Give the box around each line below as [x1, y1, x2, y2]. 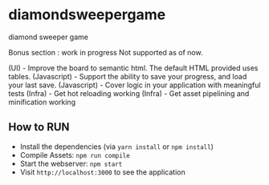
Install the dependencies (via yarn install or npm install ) [19, 142, 214, 151]
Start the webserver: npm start [19, 159, 123, 168]
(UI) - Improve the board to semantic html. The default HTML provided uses [8, 62, 259, 73]
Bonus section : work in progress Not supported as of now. [8, 47, 203, 57]
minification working [8, 97, 76, 107]
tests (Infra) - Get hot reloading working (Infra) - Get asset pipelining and [8, 88, 250, 98]
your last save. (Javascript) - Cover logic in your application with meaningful [8, 80, 261, 90]
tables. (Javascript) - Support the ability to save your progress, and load [8, 71, 247, 81]
